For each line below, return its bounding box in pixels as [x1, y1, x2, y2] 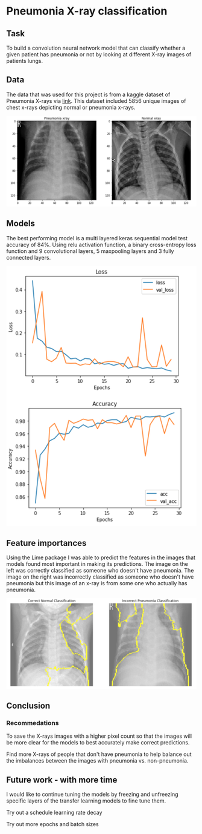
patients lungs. [6, 57, 43, 64]
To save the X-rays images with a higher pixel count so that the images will [6, 732, 192, 740]
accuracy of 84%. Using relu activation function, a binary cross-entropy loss [6, 241, 197, 248]
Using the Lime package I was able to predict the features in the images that [6, 554, 196, 561]
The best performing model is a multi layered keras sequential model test [6, 234, 188, 241]
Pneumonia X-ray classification [6, 4, 168, 18]
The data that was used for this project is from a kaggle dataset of [6, 91, 171, 98]
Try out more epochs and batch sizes [6, 821, 99, 828]
